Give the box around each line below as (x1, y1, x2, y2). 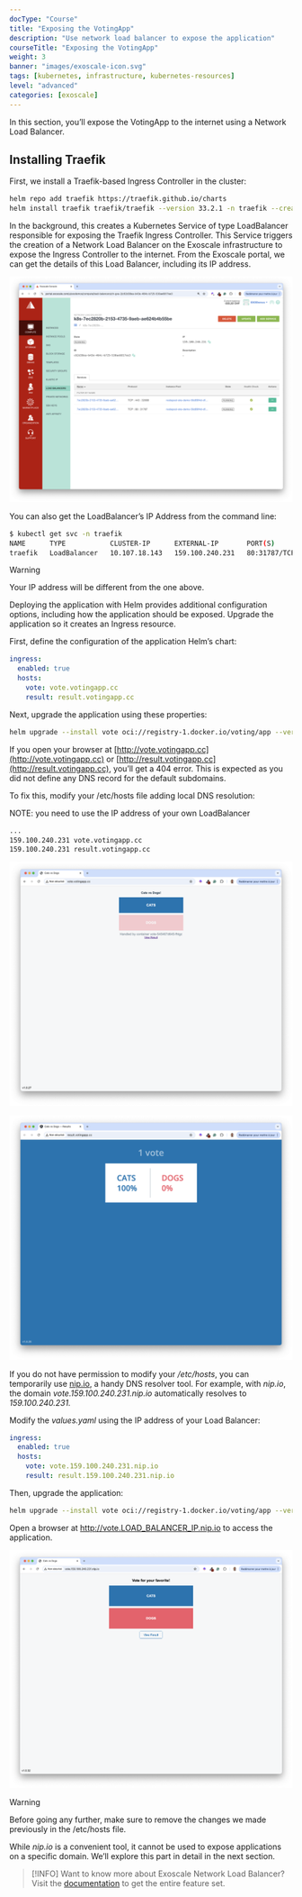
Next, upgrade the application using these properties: (9, 708, 208, 720)
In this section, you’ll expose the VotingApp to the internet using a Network (9, 116, 287, 127)
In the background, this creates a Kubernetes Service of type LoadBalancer (9, 221, 289, 232)
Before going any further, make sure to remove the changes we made (9, 1814, 267, 1825)
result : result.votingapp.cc (25, 692, 135, 702)
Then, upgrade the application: (9, 1487, 124, 1498)
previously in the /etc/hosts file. (9, 1824, 127, 1835)
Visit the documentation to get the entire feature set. (31, 1878, 226, 1889)
